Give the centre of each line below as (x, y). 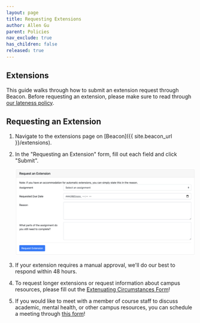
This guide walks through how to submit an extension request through (93, 90)
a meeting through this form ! (50, 313)
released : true (25, 51)
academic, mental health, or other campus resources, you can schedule (104, 307)
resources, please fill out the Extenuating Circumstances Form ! (93, 289)
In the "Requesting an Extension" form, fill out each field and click (96, 154)
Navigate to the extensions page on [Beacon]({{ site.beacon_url (93, 136)
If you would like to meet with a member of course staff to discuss (96, 301)
